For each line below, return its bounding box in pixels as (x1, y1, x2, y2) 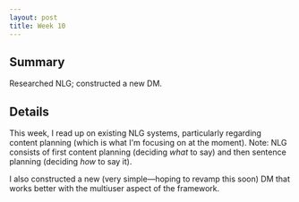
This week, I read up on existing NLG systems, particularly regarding (9, 128, 262, 139)
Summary (9, 55, 65, 70)
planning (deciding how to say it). (9, 156, 132, 167)
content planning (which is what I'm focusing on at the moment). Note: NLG (9, 138, 288, 148)
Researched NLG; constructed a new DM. (9, 78, 163, 89)
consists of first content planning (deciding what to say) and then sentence (9, 147, 286, 157)
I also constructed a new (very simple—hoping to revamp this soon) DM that (9, 173, 291, 184)
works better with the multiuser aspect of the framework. (9, 183, 220, 194)
